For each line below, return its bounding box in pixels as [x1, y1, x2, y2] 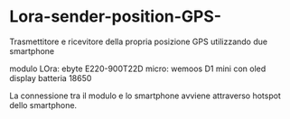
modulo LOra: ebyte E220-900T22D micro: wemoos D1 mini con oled [9, 63, 267, 74]
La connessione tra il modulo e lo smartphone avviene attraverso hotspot [9, 90, 282, 101]
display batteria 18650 [9, 72, 92, 83]
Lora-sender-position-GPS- [9, 6, 222, 27]
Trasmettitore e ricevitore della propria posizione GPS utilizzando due [9, 36, 268, 47]
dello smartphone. [9, 99, 78, 110]
